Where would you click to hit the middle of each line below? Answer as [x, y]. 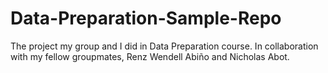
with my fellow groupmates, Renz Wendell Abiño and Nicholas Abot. [150, 56]
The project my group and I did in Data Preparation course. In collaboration [164, 46]
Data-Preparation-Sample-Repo [146, 18]
